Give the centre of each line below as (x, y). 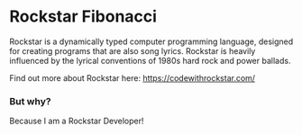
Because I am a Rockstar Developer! (77, 121)
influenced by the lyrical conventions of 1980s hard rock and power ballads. (150, 60)
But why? (30, 101)
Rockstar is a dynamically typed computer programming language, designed (151, 41)
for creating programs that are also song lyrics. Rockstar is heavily (133, 50)
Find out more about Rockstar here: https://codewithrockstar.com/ (132, 77)
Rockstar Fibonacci (83, 17)
